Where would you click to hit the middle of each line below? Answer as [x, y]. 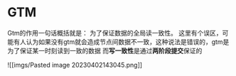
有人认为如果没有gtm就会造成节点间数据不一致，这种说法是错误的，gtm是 [121, 42]
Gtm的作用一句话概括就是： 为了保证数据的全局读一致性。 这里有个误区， [115, 33]
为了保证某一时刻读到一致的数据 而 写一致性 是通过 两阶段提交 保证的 [105, 50]
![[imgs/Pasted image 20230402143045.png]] [75, 65]
